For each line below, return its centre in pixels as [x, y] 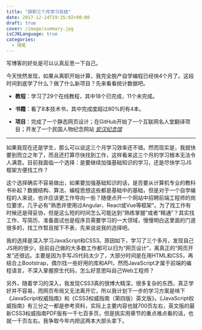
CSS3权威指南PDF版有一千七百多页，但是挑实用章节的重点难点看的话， [100, 313]
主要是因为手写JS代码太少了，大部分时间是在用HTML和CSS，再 [114, 255]
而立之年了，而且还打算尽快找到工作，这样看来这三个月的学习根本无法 [103, 155]
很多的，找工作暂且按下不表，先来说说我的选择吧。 [69, 227]
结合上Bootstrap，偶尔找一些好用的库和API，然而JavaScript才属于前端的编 [99, 263]
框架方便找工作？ [27, 170]
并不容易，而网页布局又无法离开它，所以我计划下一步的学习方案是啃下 [98, 290]
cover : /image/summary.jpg [40, 28]
